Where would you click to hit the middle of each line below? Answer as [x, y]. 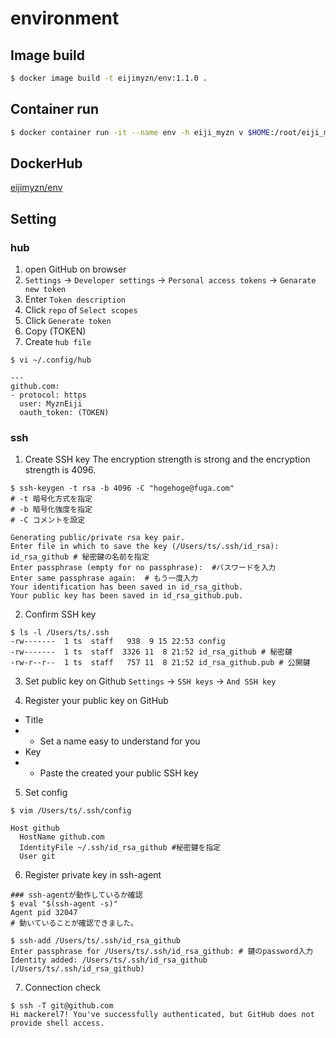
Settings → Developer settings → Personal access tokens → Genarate [170, 280]
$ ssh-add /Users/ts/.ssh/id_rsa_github [96, 941]
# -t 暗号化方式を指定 [51, 499]
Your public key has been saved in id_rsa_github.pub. [127, 596]
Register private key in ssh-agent [93, 875]
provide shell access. [57, 1023]
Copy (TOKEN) [55, 331]
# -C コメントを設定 [48, 520]
